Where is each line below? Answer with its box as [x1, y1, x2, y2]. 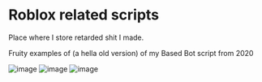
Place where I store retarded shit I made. [8, 32, 144, 42]
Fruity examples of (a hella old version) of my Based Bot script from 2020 [8, 48, 254, 58]
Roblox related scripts [8, 6, 160, 24]
